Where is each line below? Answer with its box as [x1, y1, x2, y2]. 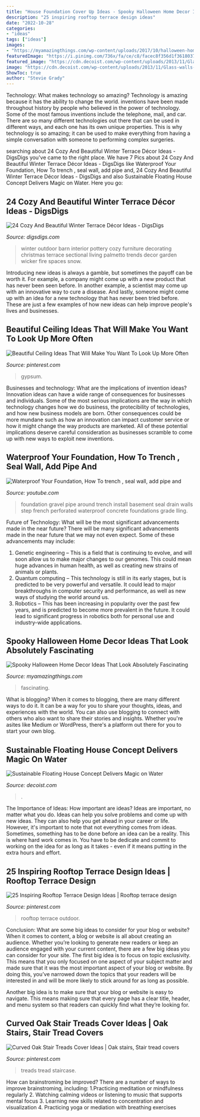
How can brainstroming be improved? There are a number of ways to [6, 1078, 176, 1085]
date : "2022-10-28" [6, 20, 55, 26]
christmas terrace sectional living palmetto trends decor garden [20, 251, 177, 258]
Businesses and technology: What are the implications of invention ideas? [6, 384, 187, 391]
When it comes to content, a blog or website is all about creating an [6, 933, 171, 940]
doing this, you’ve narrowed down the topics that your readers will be [6, 971, 177, 977]
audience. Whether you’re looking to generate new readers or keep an [6, 939, 179, 946]
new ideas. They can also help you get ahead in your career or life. [6, 817, 170, 825]
